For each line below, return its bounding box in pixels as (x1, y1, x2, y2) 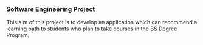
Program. (6, 32, 30, 39)
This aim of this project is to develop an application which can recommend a (6, 19, 198, 26)
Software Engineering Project (6, 5, 95, 13)
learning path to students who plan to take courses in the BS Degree (6, 25, 177, 32)
